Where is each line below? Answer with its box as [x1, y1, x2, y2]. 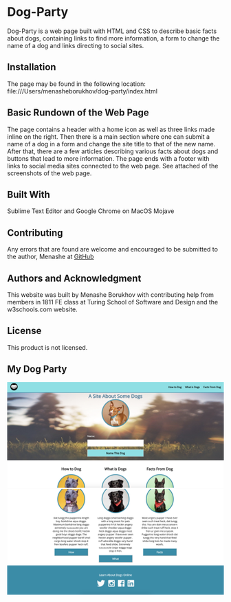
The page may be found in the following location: [7, 80, 146, 88]
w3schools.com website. [7, 305, 78, 313]
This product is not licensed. [7, 343, 88, 351]
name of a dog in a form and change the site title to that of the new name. [7, 140, 216, 148]
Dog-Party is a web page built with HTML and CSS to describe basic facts [7, 27, 217, 35]
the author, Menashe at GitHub [7, 252, 94, 261]
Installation [7, 61, 56, 73]
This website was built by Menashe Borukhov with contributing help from [7, 291, 214, 299]
